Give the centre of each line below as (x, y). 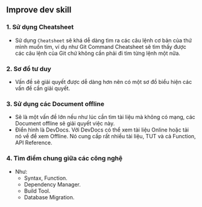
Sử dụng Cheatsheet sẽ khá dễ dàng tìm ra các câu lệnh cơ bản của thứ (103, 40)
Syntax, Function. (46, 178)
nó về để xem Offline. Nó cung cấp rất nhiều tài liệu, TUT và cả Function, (105, 136)
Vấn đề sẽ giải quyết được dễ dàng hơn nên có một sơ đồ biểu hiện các (103, 81)
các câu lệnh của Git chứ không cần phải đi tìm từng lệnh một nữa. (98, 53)
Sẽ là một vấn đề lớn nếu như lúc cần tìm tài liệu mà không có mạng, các (105, 117)
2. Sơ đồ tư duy (29, 69)
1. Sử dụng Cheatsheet (40, 27)
